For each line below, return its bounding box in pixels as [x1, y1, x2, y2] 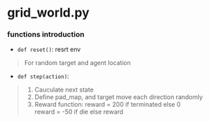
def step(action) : [17, 72, 69, 80]
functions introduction [7, 30, 85, 40]
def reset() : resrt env [17, 45, 81, 53]
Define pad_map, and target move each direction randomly [34, 93, 203, 101]
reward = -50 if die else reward [34, 107, 123, 116]
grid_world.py [7, 5, 90, 21]
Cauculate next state [34, 85, 94, 94]
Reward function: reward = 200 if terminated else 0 [34, 101, 182, 109]
